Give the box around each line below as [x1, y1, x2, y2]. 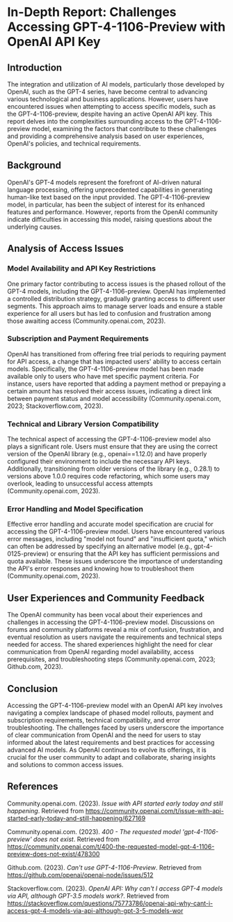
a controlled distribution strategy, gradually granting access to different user [7, 294, 226, 303]
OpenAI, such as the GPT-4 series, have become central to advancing [7, 88, 207, 96]
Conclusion [7, 683, 58, 695]
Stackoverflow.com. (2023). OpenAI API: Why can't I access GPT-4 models [7, 884, 223, 893]
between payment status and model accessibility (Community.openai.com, [7, 394, 221, 402]
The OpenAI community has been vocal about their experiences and [7, 611, 203, 619]
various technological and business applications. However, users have [7, 95, 209, 103]
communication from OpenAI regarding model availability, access [7, 648, 195, 656]
